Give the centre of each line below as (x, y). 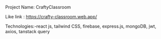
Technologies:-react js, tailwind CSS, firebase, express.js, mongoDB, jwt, (81, 26)
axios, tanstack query (28, 31)
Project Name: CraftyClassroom (38, 7)
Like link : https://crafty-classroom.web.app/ (51, 17)
